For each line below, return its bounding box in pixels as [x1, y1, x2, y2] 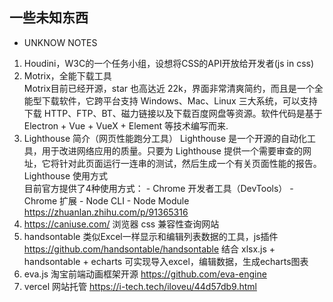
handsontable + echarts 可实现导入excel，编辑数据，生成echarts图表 [23, 255, 309, 267]
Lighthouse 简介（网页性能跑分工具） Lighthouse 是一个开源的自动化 [23, 132, 308, 144]
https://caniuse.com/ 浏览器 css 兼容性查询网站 [23, 218, 220, 230]
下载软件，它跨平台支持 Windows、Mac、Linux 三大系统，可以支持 [41, 94, 318, 107]
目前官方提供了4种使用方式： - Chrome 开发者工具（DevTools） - [23, 182, 294, 194]
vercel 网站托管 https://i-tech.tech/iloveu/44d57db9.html [23, 280, 257, 292]
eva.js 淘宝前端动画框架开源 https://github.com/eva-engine [23, 268, 267, 280]
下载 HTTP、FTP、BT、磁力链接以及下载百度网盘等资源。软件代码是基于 [23, 107, 323, 119]
